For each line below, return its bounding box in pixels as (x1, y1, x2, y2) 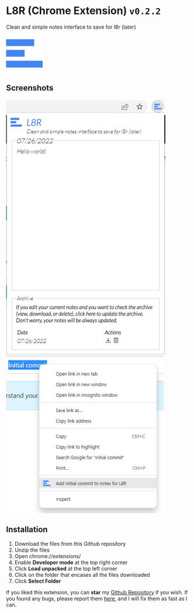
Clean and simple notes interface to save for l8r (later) (6, 23, 136, 30)
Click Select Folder (14, 577, 61, 584)
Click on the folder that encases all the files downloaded (14, 571, 150, 578)
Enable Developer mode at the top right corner (14, 559, 128, 566)
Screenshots (6, 83, 54, 93)
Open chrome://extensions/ (14, 552, 81, 559)
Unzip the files (14, 546, 50, 553)
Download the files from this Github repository (14, 540, 126, 547)
